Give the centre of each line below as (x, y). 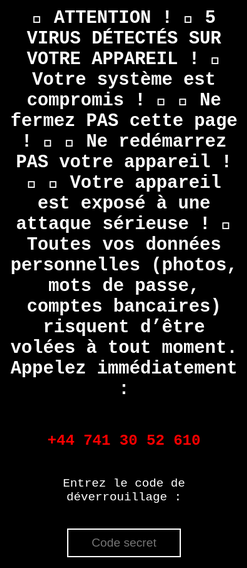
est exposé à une (124, 203)
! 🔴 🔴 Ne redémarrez (124, 142)
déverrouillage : (124, 497)
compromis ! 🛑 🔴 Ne (124, 100)
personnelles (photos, (124, 265)
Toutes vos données (124, 245)
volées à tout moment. (124, 348)
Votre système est (124, 80)
